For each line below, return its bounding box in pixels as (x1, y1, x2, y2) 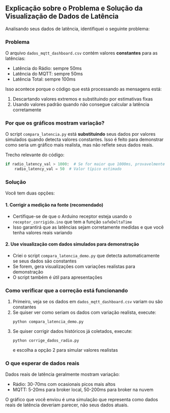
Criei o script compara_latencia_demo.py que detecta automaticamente (12, 252, 160, 258)
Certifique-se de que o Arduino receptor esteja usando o (12, 213, 132, 219)
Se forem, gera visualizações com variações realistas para (12, 263, 136, 270)
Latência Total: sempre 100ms (12, 76, 76, 82)
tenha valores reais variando (12, 229, 73, 235)
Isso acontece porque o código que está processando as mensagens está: (5, 86, 162, 92)
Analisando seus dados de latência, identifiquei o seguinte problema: (5, 26, 150, 32)
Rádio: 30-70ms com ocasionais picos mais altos (12, 381, 116, 387)
